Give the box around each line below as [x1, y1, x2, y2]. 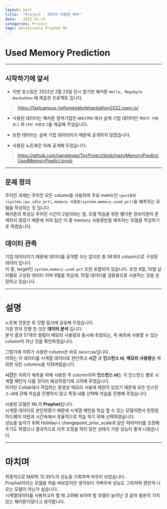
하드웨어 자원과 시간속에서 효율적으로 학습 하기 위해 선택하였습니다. [5, 414, 135, 420]
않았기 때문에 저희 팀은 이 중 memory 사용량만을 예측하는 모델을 [18, 217, 143, 223]
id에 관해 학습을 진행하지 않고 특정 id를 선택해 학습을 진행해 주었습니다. [10, 390, 148, 396]
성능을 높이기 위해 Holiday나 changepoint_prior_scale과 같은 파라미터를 [5, 420, 147, 426]
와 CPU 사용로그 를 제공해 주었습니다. [20, 121, 88, 127]
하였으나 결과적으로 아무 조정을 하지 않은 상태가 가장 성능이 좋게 [18, 426, 142, 432]
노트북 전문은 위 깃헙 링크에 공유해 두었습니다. [5, 320, 94, 326]
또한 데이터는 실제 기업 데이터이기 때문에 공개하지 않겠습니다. [12, 131, 131, 137]
